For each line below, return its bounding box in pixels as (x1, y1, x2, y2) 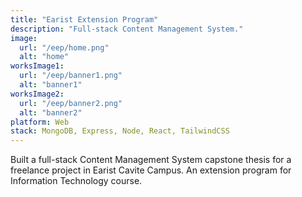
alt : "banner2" (19, 107, 83, 118)
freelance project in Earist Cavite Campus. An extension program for (10, 164, 292, 176)
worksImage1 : (10, 61, 65, 71)
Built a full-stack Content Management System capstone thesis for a (10, 154, 292, 166)
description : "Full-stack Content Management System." (10, 24, 244, 34)
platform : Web (10, 117, 70, 127)
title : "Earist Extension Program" (10, 14, 159, 25)
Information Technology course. (10, 175, 143, 187)
